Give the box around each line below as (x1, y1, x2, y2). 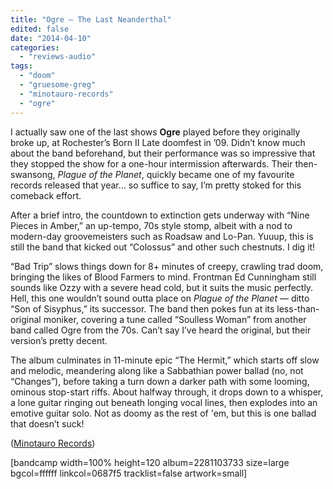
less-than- (276, 302, 320, 315)
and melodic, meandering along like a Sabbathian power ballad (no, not (10, 364, 304, 376)
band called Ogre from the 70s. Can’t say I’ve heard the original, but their (10, 324, 312, 336)
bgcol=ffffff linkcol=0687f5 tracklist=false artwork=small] (10, 467, 248, 479)
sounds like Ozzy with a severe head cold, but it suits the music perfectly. (10, 281, 314, 293)
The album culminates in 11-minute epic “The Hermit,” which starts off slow (10, 354, 320, 366)
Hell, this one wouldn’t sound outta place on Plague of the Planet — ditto (10, 292, 310, 304)
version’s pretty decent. (10, 334, 108, 346)
